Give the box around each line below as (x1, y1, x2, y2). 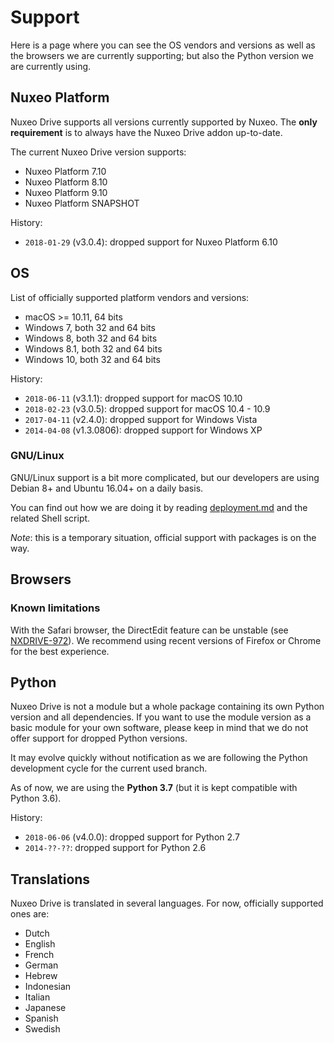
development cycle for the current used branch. (10, 762, 208, 775)
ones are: (10, 908, 50, 920)
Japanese (24, 1002, 67, 1014)
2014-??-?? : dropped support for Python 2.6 (24, 842, 207, 854)
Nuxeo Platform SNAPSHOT (24, 197, 140, 209)
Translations (10, 871, 91, 888)
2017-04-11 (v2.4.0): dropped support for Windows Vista (24, 413, 258, 425)
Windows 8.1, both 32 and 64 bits (24, 342, 163, 355)
